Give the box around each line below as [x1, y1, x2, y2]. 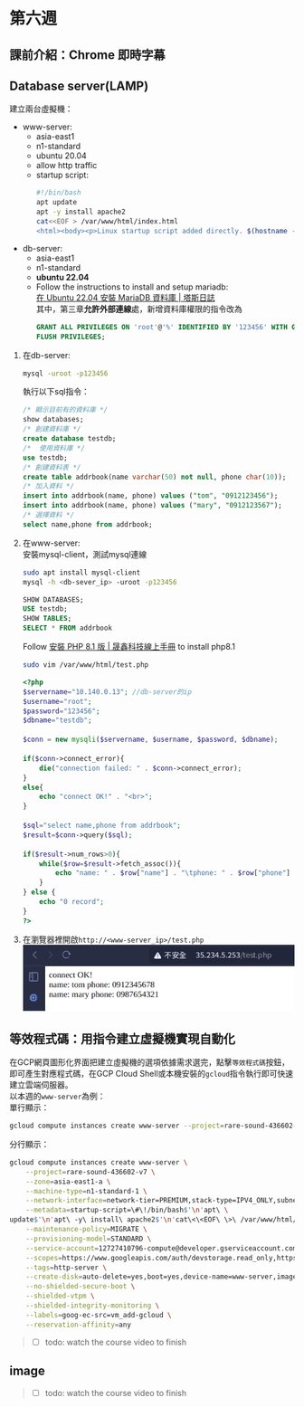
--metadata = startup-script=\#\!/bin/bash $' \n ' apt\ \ [25, 1205, 229, 1215]
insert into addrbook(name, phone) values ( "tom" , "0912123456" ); [22, 491, 279, 500]
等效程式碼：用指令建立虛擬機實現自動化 [9, 1031, 235, 1046]
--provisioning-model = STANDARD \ [25, 1234, 152, 1243]
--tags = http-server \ [25, 1263, 107, 1272]
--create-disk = [25, 1272, 83, 1281]
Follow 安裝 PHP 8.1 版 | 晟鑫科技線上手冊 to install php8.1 [22, 642, 236, 652]
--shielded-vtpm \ [25, 1291, 95, 1301]
